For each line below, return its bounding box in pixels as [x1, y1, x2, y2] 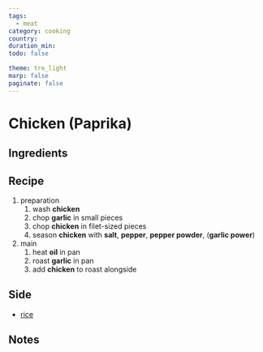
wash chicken [32, 204, 80, 214]
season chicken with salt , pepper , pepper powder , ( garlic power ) [32, 230, 256, 240]
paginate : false [8, 79, 63, 88]
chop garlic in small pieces [32, 212, 123, 223]
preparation [19, 195, 59, 205]
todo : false [8, 49, 49, 58]
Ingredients [8, 147, 68, 161]
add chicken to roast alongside [32, 264, 137, 274]
